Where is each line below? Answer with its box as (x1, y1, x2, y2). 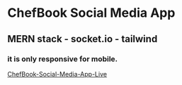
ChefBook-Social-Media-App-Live (7, 70, 108, 78)
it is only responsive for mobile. (7, 54, 118, 64)
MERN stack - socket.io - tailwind (7, 33, 158, 45)
